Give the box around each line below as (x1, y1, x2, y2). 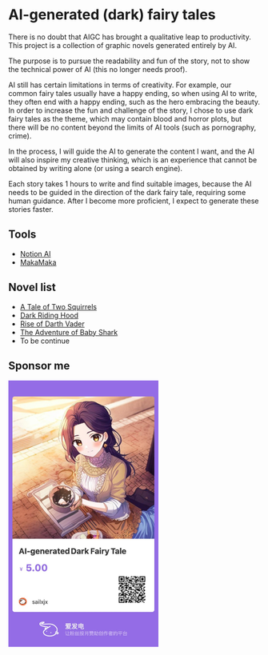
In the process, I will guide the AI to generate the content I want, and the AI (8, 146, 254, 156)
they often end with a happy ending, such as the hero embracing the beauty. (8, 97, 261, 106)
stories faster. (8, 204, 54, 214)
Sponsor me (8, 358, 70, 373)
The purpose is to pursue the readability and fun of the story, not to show (8, 56, 250, 66)
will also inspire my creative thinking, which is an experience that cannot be (8, 154, 258, 165)
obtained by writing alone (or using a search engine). (8, 163, 182, 173)
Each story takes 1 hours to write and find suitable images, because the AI (8, 178, 252, 189)
